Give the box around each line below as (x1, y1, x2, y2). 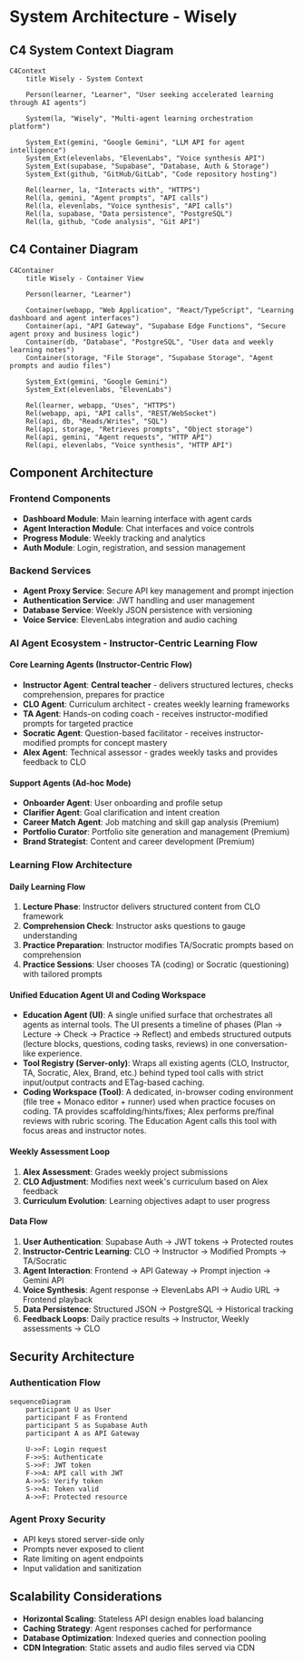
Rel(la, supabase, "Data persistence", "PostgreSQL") (25, 210, 233, 219)
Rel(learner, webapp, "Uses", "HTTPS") (25, 401, 177, 410)
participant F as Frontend (25, 1413, 128, 1422)
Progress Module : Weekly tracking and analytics (22, 533, 206, 543)
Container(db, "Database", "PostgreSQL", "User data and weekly (25, 337, 274, 347)
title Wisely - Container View (25, 274, 144, 283)
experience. (37, 1048, 83, 1059)
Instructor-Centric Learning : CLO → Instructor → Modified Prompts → (22, 1246, 288, 1256)
